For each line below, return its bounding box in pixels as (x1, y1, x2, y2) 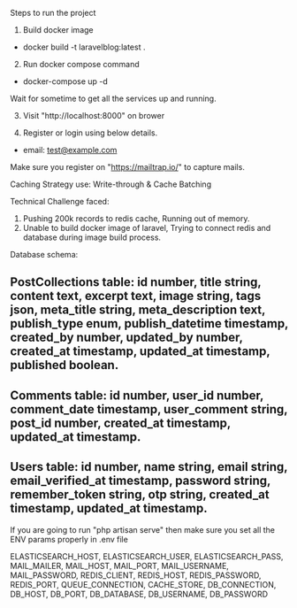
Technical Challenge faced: (10, 196, 110, 206)
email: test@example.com (22, 145, 118, 155)
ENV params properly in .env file (10, 534, 129, 544)
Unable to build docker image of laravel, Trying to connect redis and (22, 223, 271, 233)
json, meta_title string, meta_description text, (10, 303, 266, 318)
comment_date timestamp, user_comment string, (10, 402, 288, 417)
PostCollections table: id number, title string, (10, 274, 262, 290)
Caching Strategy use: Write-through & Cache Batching (10, 179, 211, 189)
